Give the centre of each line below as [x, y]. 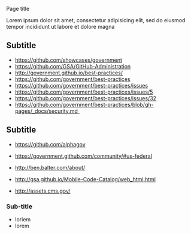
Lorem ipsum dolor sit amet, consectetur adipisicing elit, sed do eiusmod [96, 20]
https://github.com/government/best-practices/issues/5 [84, 92]
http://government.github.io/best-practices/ [69, 73]
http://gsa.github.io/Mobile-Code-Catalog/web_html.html [85, 179]
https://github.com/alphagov [50, 144]
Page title [18, 9]
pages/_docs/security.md [46, 111]
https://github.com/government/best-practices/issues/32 [86, 98]
